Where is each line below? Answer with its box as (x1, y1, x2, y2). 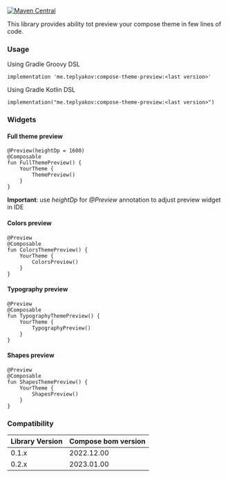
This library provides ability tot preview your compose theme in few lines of (7, 20, 222, 28)
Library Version (10, 437, 63, 446)
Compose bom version (68, 437, 146, 446)
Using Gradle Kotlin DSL (7, 86, 76, 94)
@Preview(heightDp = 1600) (7, 147, 85, 155)
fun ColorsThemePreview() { (7, 246, 88, 254)
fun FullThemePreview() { (7, 160, 82, 166)
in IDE (7, 203, 24, 211)
